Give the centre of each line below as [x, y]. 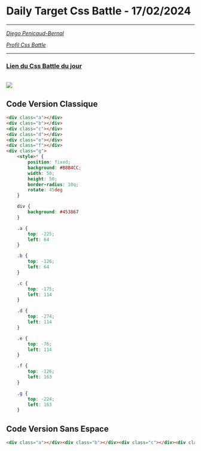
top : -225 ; [41, 234]
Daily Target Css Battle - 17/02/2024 [99, 11]
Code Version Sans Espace [57, 429]
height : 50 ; [43, 179]
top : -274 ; [41, 317]
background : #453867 [53, 212]
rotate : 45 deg [45, 190]
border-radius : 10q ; [53, 184]
